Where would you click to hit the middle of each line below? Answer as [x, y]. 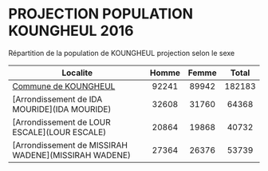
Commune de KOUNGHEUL [64, 86]
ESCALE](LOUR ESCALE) [59, 132]
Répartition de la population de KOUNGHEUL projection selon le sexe [122, 53]
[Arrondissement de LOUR [62, 122]
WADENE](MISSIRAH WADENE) [72, 155]
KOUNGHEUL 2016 [71, 31]
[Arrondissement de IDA [57, 99]
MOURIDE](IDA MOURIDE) [62, 109]
